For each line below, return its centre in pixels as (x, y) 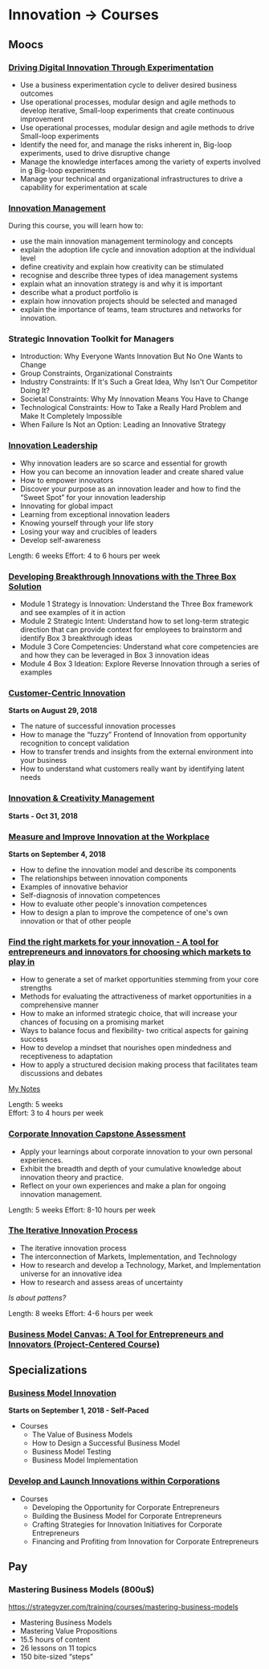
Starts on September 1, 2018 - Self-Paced (79, 1411)
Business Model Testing (71, 1452)
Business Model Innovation (62, 1393)
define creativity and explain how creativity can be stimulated (122, 267)
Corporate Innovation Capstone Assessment (97, 1134)
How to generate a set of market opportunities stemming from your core (139, 979)
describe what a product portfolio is (79, 293)
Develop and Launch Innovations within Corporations (114, 1481)
